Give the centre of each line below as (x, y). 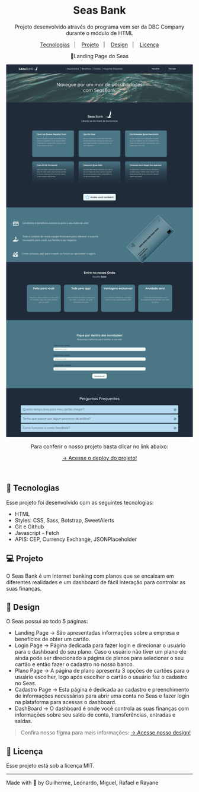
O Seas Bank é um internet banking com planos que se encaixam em (90, 576)
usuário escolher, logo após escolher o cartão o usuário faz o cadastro (101, 677)
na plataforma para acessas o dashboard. (65, 702)
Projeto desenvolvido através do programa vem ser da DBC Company (99, 27)
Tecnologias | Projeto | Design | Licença (99, 45)
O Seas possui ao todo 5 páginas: (47, 622)
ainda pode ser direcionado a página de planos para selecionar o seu (99, 658)
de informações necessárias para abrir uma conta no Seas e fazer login (102, 696)
